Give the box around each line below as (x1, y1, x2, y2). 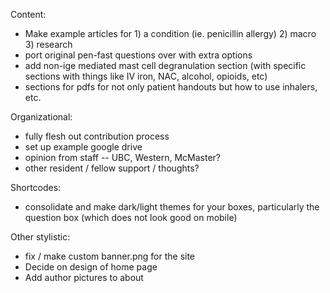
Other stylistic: (10, 231, 71, 243)
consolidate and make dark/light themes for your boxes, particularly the (24, 201, 320, 213)
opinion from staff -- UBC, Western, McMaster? (24, 152, 222, 163)
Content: (10, 9, 47, 20)
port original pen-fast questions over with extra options (24, 49, 253, 61)
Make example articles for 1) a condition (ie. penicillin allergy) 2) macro (24, 28, 317, 39)
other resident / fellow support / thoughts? (24, 162, 200, 174)
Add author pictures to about (24, 272, 144, 283)
